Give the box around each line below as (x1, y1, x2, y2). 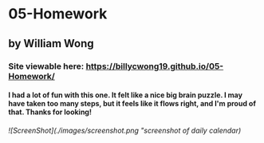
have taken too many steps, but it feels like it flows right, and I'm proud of (8, 99, 257, 109)
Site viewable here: (8, 61, 85, 72)
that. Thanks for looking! (8, 107, 92, 117)
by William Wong (8, 37, 94, 50)
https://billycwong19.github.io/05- (85, 61, 224, 72)
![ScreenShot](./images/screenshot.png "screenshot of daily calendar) (8, 125, 242, 135)
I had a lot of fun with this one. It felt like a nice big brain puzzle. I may (8, 90, 243, 100)
